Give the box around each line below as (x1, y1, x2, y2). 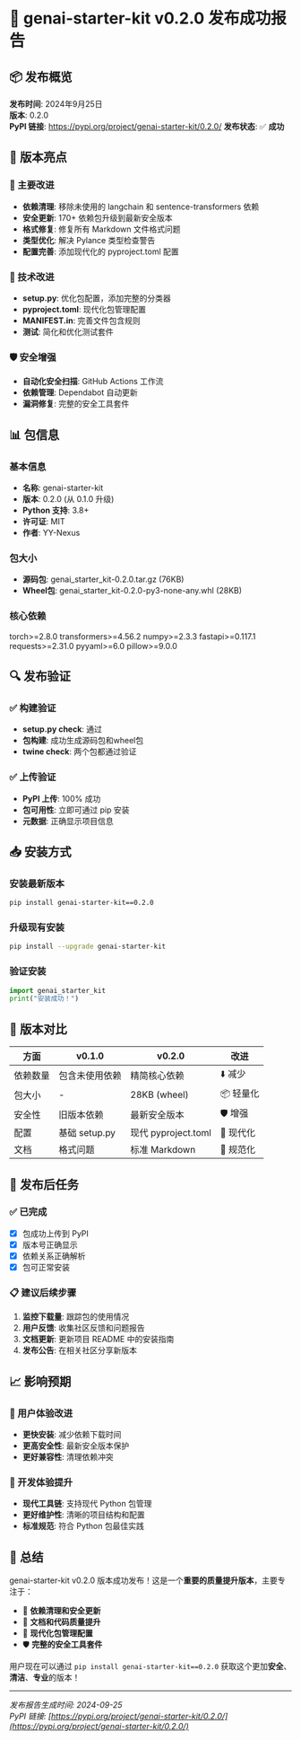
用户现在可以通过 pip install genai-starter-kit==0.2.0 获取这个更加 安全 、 (9, 1661, 292, 1672)
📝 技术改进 (9, 270, 56, 283)
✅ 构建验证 (9, 701, 56, 714)
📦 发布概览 (9, 69, 73, 84)
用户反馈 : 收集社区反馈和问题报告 (21, 1323, 145, 1333)
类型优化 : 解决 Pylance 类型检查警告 (21, 234, 156, 245)
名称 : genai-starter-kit (21, 482, 104, 493)
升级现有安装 (9, 921, 65, 934)
